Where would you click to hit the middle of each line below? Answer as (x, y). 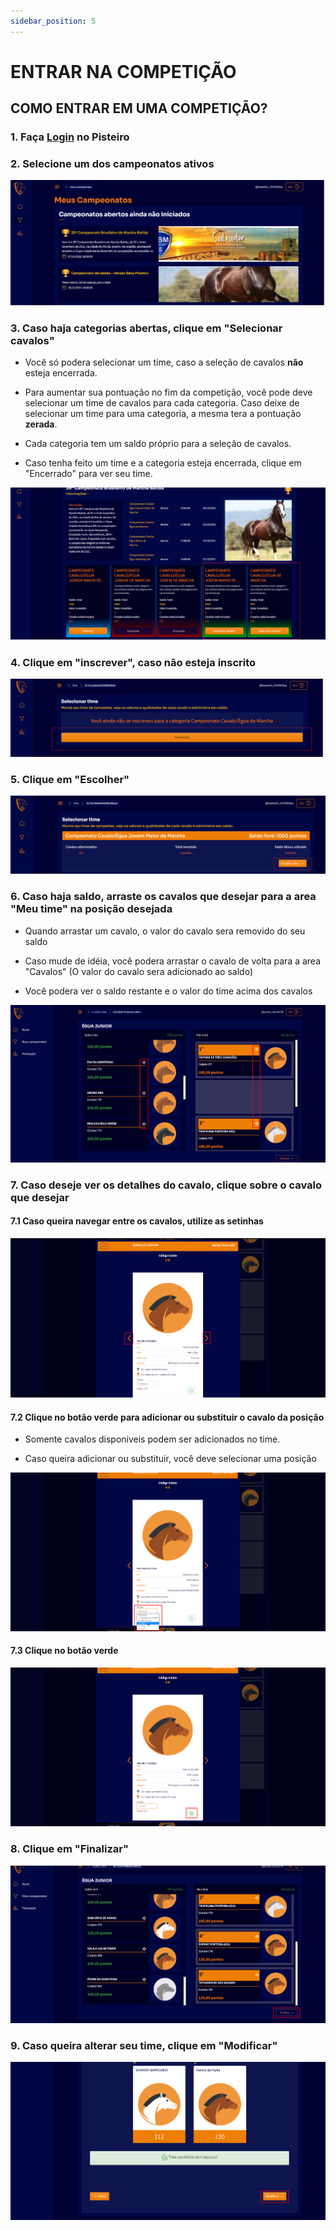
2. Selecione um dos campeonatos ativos (112, 164)
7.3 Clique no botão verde (64, 1651)
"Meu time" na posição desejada (91, 909)
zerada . (41, 424)
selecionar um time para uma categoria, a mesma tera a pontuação (163, 414)
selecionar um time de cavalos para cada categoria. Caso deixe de (162, 403)
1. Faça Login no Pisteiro (70, 137)
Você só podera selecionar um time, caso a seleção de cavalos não (164, 362)
